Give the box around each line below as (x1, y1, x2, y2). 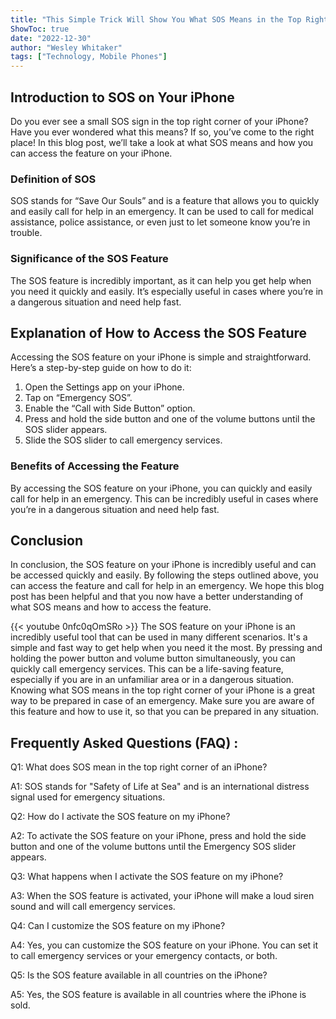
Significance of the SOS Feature (10, 252, 169, 266)
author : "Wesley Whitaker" (10, 42, 123, 53)
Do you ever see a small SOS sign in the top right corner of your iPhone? (10, 115, 309, 127)
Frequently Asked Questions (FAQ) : (10, 734, 239, 751)
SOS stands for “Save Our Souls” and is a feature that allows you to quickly (10, 195, 320, 207)
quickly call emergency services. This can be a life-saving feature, (10, 663, 284, 675)
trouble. (10, 227, 43, 239)
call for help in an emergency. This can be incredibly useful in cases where (10, 492, 319, 505)
